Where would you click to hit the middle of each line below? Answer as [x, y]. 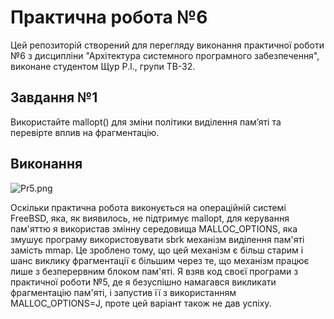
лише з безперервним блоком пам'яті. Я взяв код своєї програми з [154, 271]
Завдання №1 [54, 97]
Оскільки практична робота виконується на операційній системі [148, 207]
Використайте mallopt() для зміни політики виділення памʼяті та [146, 122]
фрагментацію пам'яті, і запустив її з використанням [123, 292]
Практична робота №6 [109, 17]
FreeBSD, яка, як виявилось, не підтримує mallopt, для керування [150, 218]
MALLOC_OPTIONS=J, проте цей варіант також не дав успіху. [141, 303]
